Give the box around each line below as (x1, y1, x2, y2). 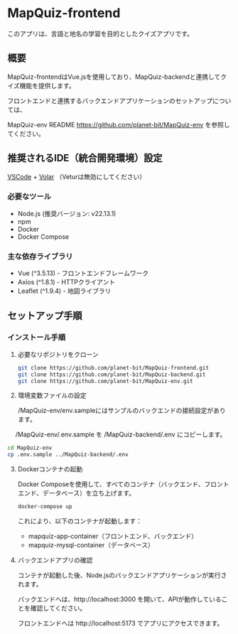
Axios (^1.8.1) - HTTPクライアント (17, 278, 116, 286)
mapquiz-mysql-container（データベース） (28, 541, 154, 549)
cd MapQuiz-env (7, 444, 53, 452)
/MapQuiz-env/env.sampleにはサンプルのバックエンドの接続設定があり (17, 407, 226, 415)
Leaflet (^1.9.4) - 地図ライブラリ (17, 286, 112, 296)
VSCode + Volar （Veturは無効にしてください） (7, 172, 146, 181)
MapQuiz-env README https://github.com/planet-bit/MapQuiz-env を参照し (7, 120, 231, 129)
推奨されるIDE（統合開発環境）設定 (7, 152, 163, 164)
